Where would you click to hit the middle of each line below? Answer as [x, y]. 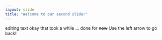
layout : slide [20, 10]
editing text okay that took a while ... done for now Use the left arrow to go [81, 28]
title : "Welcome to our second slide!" [46, 14]
